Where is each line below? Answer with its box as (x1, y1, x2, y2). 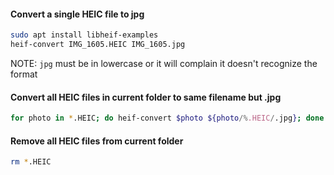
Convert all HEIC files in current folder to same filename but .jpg (10, 91, 282, 103)
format (10, 68, 38, 80)
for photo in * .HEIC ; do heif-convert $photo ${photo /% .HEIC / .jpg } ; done (10, 113, 325, 124)
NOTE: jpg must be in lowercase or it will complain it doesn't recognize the (10, 57, 318, 69)
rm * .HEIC (10, 157, 52, 167)
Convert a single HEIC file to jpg (10, 8, 145, 20)
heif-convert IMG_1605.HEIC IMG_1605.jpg (10, 40, 186, 50)
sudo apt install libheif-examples (10, 30, 159, 40)
